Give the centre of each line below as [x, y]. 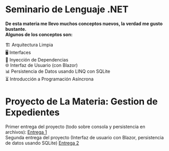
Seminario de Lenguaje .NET [67, 9]
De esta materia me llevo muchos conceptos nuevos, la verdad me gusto [84, 24]
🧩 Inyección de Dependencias [37, 59]
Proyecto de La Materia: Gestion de [81, 102]
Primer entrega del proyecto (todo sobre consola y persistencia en [75, 126]
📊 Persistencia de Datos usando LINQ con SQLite [58, 71]
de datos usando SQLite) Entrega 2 [42, 143]
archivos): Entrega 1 [26, 132]
